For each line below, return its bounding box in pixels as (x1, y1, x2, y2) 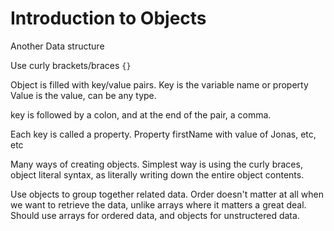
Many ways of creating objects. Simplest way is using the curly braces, (10, 158, 303, 170)
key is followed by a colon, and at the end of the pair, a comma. (10, 108, 272, 121)
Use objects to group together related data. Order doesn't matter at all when (10, 188, 324, 200)
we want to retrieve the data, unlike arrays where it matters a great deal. (10, 198, 307, 211)
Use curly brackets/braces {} (10, 59, 132, 71)
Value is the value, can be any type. (10, 89, 157, 101)
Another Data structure (10, 40, 105, 52)
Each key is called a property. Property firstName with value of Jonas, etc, (10, 128, 317, 140)
